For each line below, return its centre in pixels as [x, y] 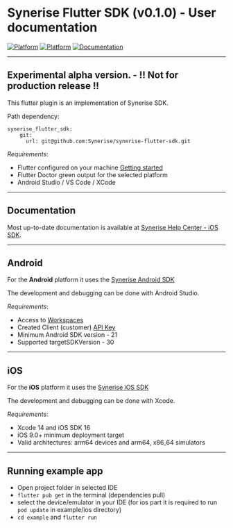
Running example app [55, 471]
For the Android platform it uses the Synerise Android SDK [91, 280]
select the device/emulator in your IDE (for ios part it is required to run [117, 502]
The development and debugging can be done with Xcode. [91, 401]
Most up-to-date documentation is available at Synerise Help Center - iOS [113, 227]
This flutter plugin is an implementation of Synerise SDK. [88, 103]
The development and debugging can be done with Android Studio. [103, 293]
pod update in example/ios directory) [69, 510]
